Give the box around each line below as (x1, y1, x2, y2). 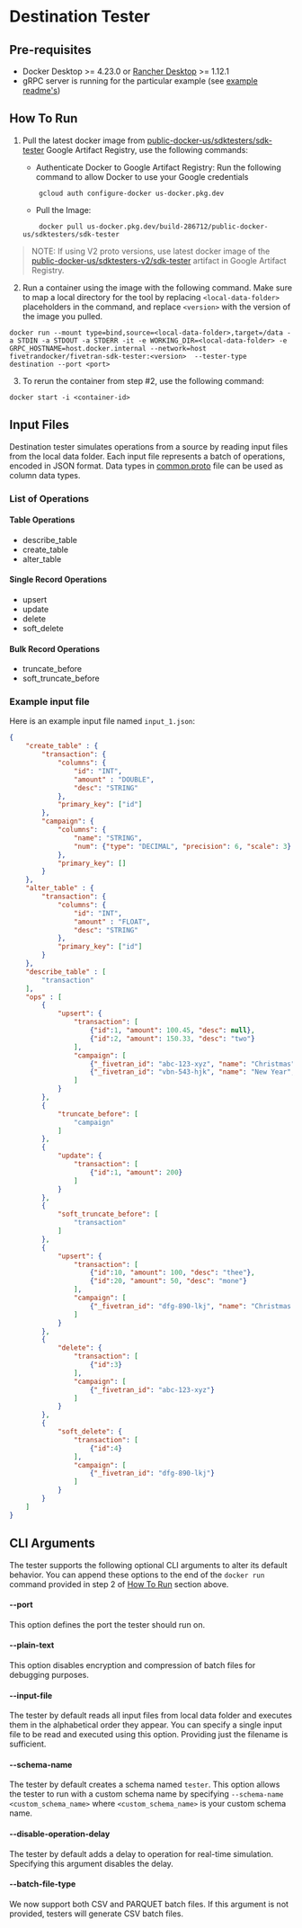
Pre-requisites (9, 42, 92, 58)
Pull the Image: (35, 204, 92, 215)
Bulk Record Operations (9, 643, 101, 654)
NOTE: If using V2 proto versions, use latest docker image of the (31, 245, 271, 256)
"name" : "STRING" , (73, 834, 143, 843)
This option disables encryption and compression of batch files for (9, 1659, 256, 1670)
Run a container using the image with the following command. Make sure (22, 281, 293, 293)
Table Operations (9, 514, 75, 525)
